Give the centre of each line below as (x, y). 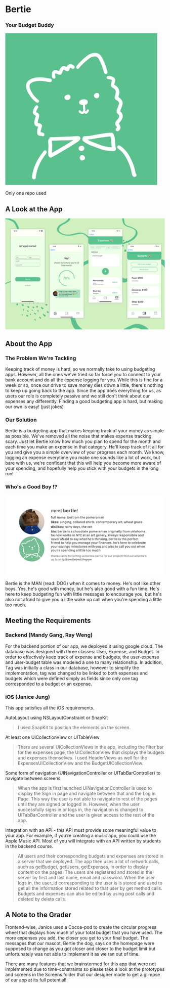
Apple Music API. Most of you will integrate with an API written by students (83, 841)
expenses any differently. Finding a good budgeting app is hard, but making (84, 401)
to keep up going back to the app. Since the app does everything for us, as (83, 390)
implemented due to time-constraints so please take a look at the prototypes (85, 969)
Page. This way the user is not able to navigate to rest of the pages (88, 799)
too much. (16, 605)
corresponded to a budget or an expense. (49, 684)
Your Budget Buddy (30, 25)
